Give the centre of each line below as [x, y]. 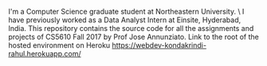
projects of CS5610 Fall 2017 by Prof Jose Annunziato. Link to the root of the [133, 37]
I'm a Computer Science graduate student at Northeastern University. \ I [126, 12]
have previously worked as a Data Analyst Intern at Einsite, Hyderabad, [125, 20]
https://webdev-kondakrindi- [159, 45]
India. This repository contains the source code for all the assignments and [131, 28]
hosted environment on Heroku [59, 45]
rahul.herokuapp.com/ [45, 54]
